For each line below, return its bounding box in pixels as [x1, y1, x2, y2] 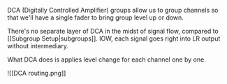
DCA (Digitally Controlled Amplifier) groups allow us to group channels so [7, 6, 219, 14]
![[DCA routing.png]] [7, 69, 66, 77]
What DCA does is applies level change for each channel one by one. [7, 55, 206, 64]
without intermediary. [7, 42, 68, 50]
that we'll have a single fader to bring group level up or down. [7, 13, 184, 22]
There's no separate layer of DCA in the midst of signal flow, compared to [7, 27, 219, 35]
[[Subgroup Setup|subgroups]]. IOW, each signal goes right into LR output [7, 34, 221, 43]
